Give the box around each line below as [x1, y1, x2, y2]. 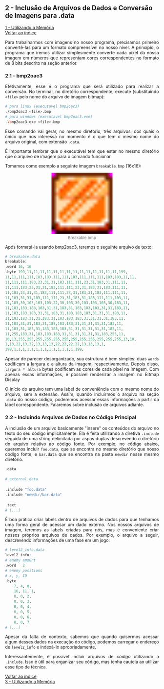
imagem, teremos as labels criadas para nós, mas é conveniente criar [5, 527, 159, 533]
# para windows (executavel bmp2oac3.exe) [5, 114, 93, 119]
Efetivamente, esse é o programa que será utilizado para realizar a [5, 83, 159, 90]
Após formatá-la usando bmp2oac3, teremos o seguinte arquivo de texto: [5, 244, 153, 250]
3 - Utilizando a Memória [5, 679, 55, 685]
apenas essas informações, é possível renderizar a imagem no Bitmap [5, 372, 159, 378]
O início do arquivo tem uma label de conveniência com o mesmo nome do [5, 386, 159, 392]
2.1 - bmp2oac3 [5, 72, 43, 79]
